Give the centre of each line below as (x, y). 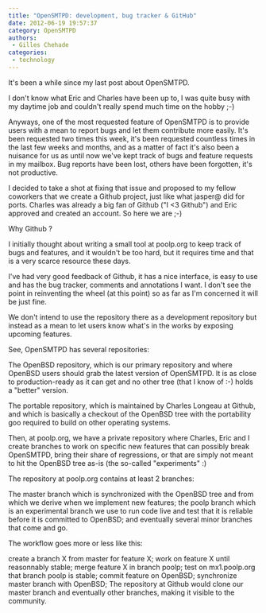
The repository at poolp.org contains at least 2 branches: (101, 479)
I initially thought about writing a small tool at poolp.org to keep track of (125, 244)
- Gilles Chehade (40, 45)
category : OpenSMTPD (42, 30)
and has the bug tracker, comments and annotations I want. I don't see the (130, 285)
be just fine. (28, 301)
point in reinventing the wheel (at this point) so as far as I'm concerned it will (133, 293)
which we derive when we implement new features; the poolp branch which (132, 502)
